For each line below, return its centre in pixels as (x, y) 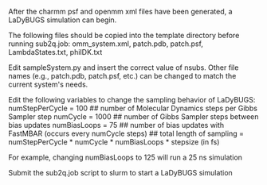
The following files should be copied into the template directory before (124, 35)
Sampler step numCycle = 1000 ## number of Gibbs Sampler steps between (133, 117)
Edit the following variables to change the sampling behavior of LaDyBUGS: (132, 100)
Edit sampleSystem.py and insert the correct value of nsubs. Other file (124, 67)
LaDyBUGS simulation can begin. (63, 20)
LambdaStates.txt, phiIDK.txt (55, 52)
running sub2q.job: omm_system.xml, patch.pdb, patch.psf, (106, 44)
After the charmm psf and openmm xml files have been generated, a (120, 12)
